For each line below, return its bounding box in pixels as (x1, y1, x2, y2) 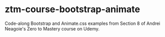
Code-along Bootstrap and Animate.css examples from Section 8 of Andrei (5, 20, 160, 26)
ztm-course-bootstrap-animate (5, 4, 140, 15)
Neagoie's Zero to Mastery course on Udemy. (5, 25, 100, 31)
